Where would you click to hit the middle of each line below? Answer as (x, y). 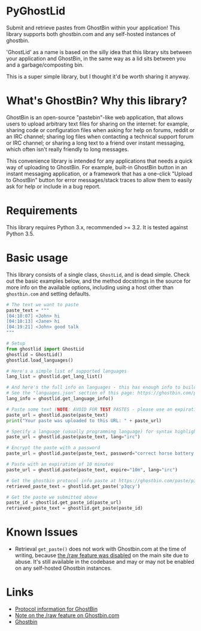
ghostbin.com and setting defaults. (48, 294)
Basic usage (37, 258)
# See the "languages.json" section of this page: (71, 393)
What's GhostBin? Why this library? (97, 101)
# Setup (16, 343)
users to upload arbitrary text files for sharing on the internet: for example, (98, 124)
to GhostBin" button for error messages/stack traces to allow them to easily (99, 180)
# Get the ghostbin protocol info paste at (61, 481)
